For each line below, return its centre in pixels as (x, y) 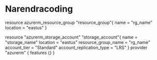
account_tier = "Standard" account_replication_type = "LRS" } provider (76, 47)
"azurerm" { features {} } (30, 53)
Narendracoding (39, 9)
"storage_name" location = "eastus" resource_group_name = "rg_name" (78, 42)
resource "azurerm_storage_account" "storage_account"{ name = (71, 37)
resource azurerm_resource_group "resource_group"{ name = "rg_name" (79, 22)
